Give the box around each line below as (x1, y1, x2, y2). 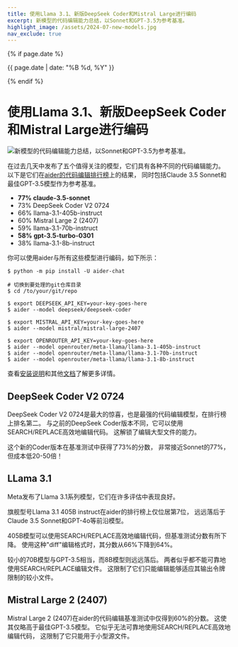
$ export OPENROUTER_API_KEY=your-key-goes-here (7, 338, 154, 345)
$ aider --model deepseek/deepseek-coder (7, 306, 132, 314)
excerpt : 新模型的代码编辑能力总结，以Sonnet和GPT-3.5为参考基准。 (7, 17, 188, 24)
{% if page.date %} (7, 50, 64, 58)
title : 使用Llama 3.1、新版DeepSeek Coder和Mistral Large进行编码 (7, 10, 197, 18)
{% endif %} (7, 77, 44, 86)
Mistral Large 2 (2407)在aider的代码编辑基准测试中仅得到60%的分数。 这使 (7, 614, 227, 622)
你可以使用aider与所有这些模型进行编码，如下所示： (7, 253, 159, 262)
